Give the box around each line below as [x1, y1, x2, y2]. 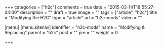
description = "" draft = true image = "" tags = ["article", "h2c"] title [20, 9, 158, 15]
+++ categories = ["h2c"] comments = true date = [4, 4, 107, 10]
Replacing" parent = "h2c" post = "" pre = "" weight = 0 [4, 30, 118, 35]
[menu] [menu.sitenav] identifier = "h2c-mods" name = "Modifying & [4, 24, 145, 30]
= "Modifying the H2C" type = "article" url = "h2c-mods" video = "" [4, 15, 142, 20]
